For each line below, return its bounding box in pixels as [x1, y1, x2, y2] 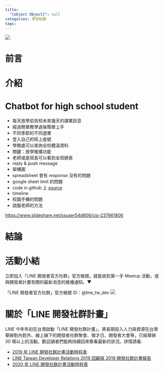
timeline [12, 190, 29, 196]
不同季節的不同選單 [12, 130, 52, 136]
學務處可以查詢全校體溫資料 [12, 142, 69, 148]
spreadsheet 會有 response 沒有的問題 [12, 172, 91, 178]
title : [5, 7, 19, 12]
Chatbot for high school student [5, 100, 139, 112]
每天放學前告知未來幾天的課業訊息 [12, 117, 82, 124]
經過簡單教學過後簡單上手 [12, 124, 65, 130]
